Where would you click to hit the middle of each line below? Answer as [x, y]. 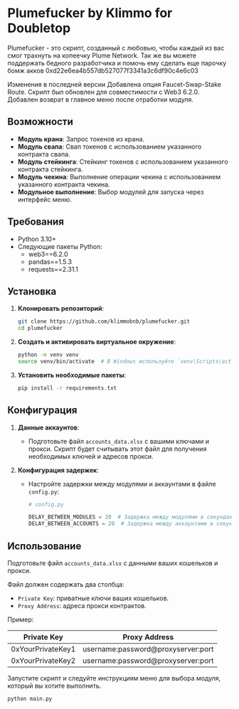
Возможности [40, 122]
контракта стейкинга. [50, 169]
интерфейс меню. [45, 199]
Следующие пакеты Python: [60, 246]
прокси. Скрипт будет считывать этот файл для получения [117, 449]
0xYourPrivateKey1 [43, 649]
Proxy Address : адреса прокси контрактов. [82, 606]
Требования [36, 222]
